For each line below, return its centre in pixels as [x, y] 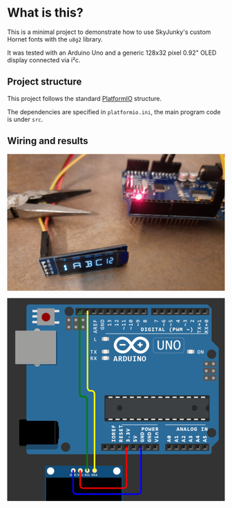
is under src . [25, 119]
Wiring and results [48, 141]
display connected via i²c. [44, 60]
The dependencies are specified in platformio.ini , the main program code [114, 111]
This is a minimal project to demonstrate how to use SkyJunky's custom [109, 32]
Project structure [45, 82]
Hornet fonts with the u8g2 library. [55, 39]
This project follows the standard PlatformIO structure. [85, 98]
